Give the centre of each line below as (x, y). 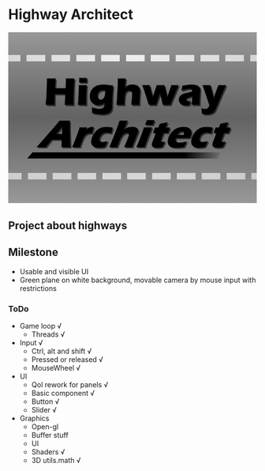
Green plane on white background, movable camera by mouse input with (138, 280)
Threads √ (48, 334)
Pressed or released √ (67, 359)
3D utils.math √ (56, 460)
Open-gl (45, 426)
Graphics (34, 418)
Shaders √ (48, 451)
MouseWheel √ (56, 367)
